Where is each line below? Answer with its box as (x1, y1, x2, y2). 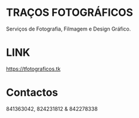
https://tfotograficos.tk (6, 65, 61, 72)
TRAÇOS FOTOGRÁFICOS (6, 6, 133, 19)
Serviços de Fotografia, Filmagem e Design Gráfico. (6, 25, 131, 32)
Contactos (6, 86, 59, 99)
